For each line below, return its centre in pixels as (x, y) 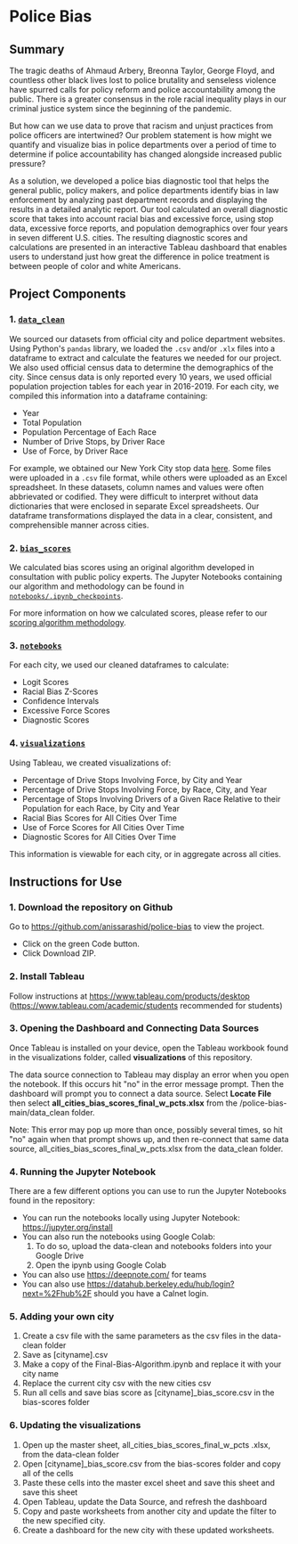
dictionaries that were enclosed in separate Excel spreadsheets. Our (134, 506)
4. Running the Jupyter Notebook (83, 1172)
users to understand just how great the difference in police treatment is (139, 257)
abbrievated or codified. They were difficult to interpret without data (134, 496)
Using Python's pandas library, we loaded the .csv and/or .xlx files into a (142, 348)
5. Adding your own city (62, 1317)
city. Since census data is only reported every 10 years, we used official (141, 377)
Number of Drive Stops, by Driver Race (93, 441)
